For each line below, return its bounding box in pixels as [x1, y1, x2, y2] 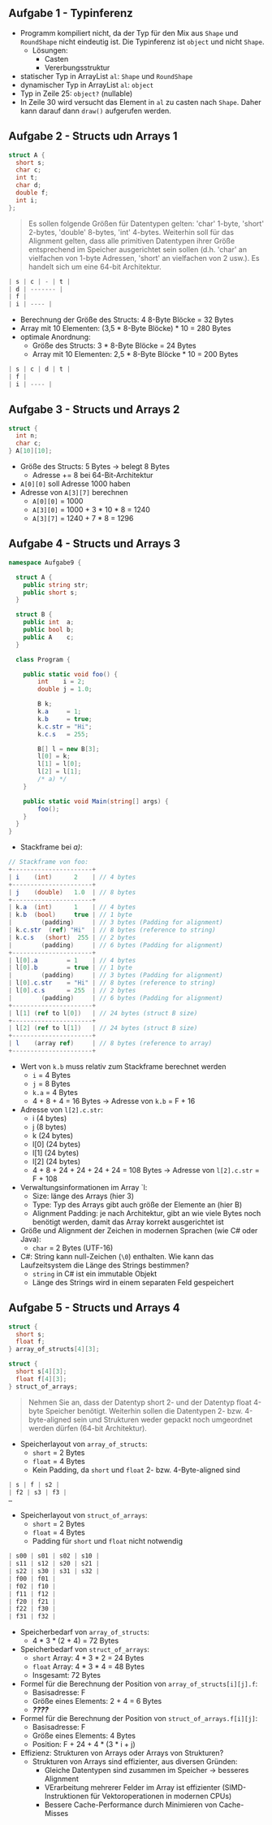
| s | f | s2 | [8, 1480, 60, 1488]
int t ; [15, 174, 38, 182]
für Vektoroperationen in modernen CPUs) [90, 1792, 232, 1801]
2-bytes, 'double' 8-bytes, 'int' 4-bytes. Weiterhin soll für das [28, 227, 234, 237]
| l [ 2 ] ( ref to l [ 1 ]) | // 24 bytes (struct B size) [8, 1024, 198, 1032]
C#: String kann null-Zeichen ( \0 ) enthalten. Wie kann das [19, 1251, 214, 1261]
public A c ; [23, 633, 75, 641]
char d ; [15, 181, 42, 189]
